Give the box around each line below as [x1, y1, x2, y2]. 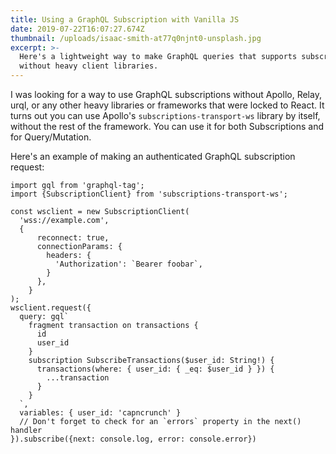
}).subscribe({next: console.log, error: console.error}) [10, 434, 257, 444]
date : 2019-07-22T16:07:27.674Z [10, 24, 145, 34]
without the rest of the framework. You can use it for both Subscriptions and [10, 121, 324, 132]
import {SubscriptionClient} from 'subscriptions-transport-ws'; [10, 189, 288, 199]
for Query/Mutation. [10, 131, 92, 143]
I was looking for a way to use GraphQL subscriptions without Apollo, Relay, [10, 89, 322, 100]
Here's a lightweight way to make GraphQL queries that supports [19, 52, 298, 62]
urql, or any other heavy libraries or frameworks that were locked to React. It [10, 99, 325, 111]
